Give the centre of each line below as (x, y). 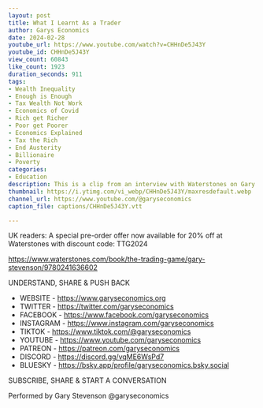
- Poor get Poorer (38, 125)
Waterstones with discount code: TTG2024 (78, 244)
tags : (17, 81)
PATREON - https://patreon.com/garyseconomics (99, 349)
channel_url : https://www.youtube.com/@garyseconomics (100, 199)
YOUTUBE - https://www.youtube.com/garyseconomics (110, 340)
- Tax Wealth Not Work (45, 103)
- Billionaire (31, 155)
